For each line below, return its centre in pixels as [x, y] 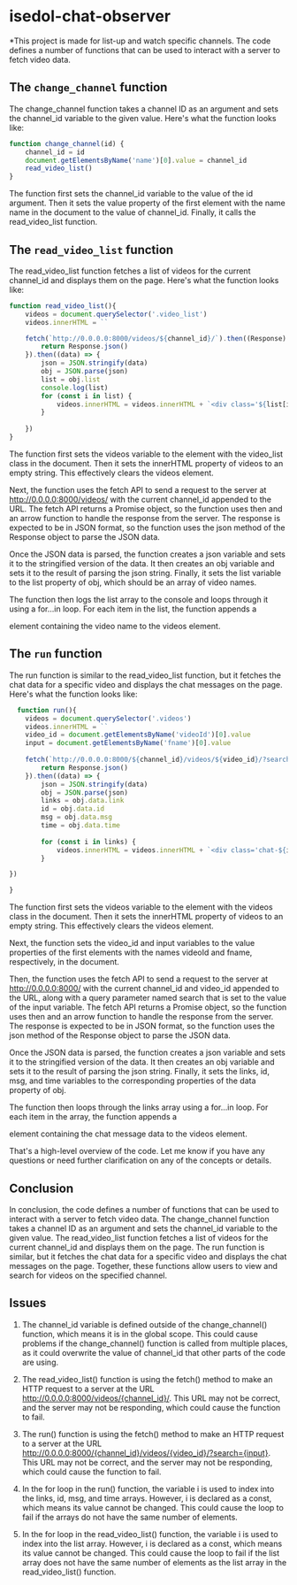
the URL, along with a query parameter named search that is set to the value [148, 998]
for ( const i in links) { [89, 842]
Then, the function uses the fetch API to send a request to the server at [139, 979]
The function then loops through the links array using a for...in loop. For [139, 1107]
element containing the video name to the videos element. [115, 626]
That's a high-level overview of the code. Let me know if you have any [137, 1151]
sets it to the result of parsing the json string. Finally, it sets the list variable [145, 573]
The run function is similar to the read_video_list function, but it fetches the [145, 675]
